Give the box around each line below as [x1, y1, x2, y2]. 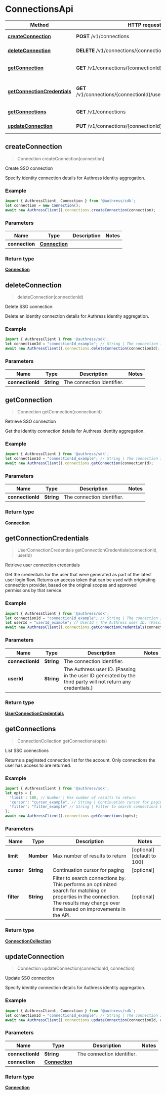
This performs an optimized [52, 881, 117, 888]
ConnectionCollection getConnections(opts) [17, 738, 107, 744]
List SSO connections [5, 747, 49, 753]
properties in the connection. [52, 894, 120, 900]
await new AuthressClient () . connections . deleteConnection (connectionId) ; [5, 346, 161, 351]
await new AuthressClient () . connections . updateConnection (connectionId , [5, 1017, 158, 1023]
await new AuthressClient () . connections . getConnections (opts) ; [5, 813, 138, 819]
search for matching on [52, 887, 107, 894]
